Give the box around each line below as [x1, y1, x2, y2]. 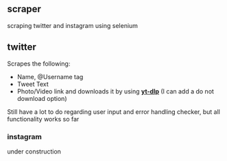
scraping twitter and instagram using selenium [7, 21, 139, 29]
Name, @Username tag [16, 72, 84, 80]
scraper [7, 3, 41, 15]
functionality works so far [7, 115, 80, 123]
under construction [7, 147, 62, 156]
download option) [16, 94, 67, 102]
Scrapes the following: [7, 59, 71, 68]
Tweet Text [16, 80, 49, 88]
